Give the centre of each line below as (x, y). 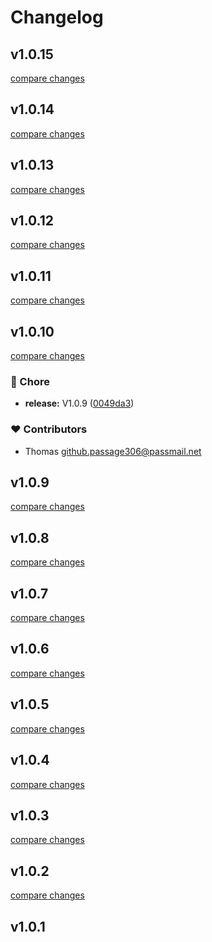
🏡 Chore (30, 381)
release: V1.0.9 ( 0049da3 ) (79, 403)
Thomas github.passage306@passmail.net (113, 451)
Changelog (57, 17)
